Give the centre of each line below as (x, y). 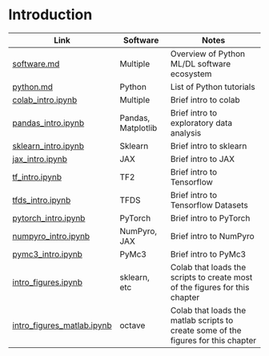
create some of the (206, 330)
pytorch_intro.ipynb (49, 218)
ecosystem (191, 74)
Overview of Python (208, 54)
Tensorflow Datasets (209, 204)
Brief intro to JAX (202, 159)
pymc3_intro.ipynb (47, 254)
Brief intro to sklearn (209, 146)
